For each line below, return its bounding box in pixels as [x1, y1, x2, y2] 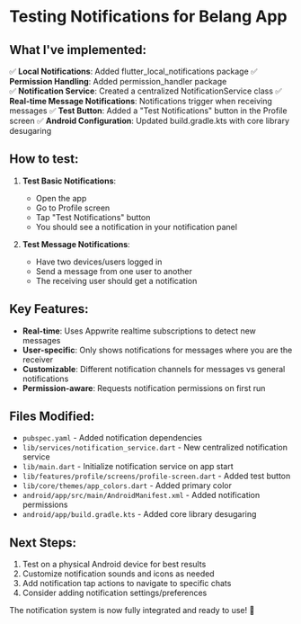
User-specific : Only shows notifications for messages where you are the [22, 344, 293, 355]
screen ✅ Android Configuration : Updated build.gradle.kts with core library [9, 115, 290, 126]
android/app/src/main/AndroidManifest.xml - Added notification [22, 490, 261, 501]
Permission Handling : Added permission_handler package [9, 76, 227, 86]
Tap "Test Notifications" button [35, 211, 151, 222]
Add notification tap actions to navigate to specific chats [22, 578, 232, 589]
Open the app [35, 192, 87, 203]
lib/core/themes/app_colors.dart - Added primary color [22, 480, 232, 491]
